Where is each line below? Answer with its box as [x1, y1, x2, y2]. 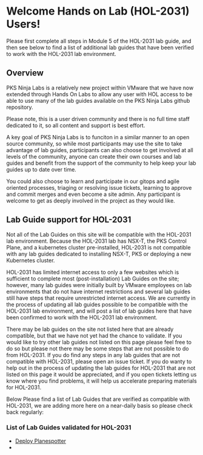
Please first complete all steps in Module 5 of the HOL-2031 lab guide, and [6, 37, 192, 44]
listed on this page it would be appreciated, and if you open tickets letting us [6, 370, 197, 378]
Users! [6, 17, 41, 31]
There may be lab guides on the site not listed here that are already [6, 325, 174, 333]
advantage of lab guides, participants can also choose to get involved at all [6, 146, 194, 153]
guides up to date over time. [6, 165, 77, 173]
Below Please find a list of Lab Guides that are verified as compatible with [6, 395, 190, 403]
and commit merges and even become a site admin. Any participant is [6, 190, 181, 198]
